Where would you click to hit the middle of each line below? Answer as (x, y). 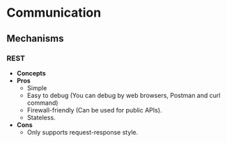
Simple (37, 87)
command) (42, 103)
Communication (54, 13)
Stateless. (41, 117)
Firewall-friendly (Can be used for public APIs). (94, 110)
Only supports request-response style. (83, 132)
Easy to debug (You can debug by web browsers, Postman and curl (124, 95)
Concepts (31, 73)
